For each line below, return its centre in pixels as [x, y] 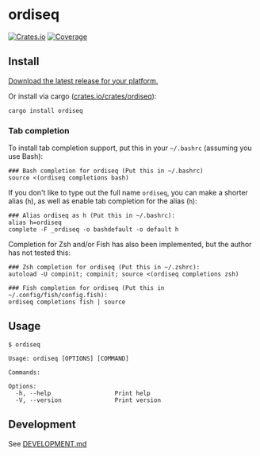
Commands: [25, 372]
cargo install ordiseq [46, 110]
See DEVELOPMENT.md [48, 443]
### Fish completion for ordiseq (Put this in [86, 288]
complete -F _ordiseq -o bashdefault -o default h [94, 230]
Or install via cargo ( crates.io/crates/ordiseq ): [82, 96]
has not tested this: [40, 253]
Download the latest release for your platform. [83, 80]
